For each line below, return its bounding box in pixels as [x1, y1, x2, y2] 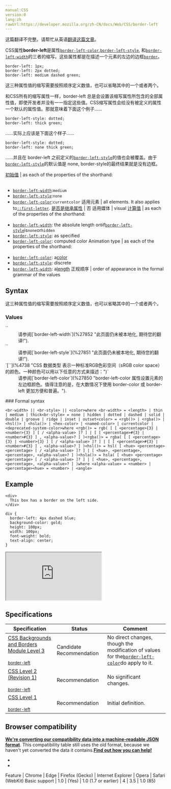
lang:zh [5, 17, 22, 22]
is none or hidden [24, 227, 55, 233]
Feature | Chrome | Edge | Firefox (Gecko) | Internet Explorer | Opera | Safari [5, 772, 165, 778]
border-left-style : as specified [12, 233, 80, 239]
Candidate [56, 643, 81, 650]
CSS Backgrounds [8, 634, 51, 641]
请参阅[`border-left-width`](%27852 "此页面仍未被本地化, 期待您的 [18, 331, 157, 338]
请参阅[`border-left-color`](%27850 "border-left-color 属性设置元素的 [18, 375, 163, 381]
